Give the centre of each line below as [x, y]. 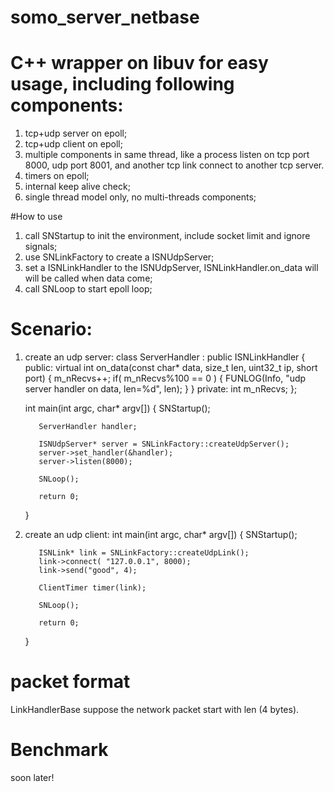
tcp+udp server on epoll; [76, 133]
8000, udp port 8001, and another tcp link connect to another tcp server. [174, 165]
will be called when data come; [88, 278]
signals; [41, 247]
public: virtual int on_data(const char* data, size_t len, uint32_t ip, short [171, 368]
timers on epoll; [57, 176]
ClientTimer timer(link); [92, 588]
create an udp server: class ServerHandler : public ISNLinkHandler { [165, 357]
